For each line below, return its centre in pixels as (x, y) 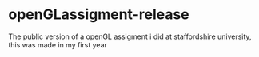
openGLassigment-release (99, 15)
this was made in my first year (58, 44)
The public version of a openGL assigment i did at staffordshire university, (130, 36)
